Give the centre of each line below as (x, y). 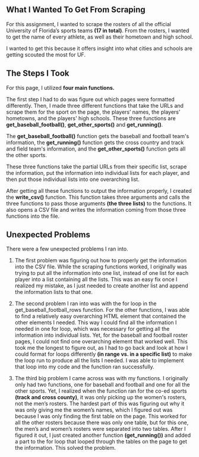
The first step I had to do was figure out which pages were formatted (91, 99)
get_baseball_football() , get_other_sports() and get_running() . (85, 124)
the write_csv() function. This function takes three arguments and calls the (98, 197)
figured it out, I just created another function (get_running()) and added (103, 435)
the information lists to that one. (54, 292)
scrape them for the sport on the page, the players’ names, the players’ (93, 112)
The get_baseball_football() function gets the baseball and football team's (98, 136)
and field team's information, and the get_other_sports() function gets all (96, 149)
